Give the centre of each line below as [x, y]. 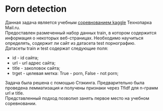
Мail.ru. [13, 27]
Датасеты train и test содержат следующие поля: [57, 48]
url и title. [15, 93]
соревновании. [21, 103]
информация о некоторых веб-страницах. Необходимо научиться [74, 38]
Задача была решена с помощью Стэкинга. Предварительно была [75, 83]
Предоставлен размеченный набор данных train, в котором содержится [81, 33]
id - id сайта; [25, 57]
